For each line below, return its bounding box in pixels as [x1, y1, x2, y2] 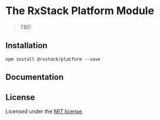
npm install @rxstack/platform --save [5, 56, 101, 62]
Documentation [5, 72, 64, 82]
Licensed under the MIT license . [5, 108, 84, 115]
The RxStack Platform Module [5, 4, 154, 18]
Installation [5, 41, 48, 51]
